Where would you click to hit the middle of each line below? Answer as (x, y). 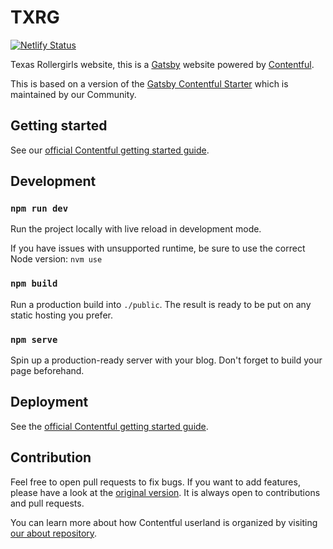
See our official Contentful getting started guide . (110, 150)
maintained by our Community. (73, 94)
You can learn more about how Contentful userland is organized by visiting (164, 522)
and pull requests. (47, 503)
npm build (34, 284)
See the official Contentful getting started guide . (109, 426)
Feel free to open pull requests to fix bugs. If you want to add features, (155, 482)
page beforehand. (47, 371)
